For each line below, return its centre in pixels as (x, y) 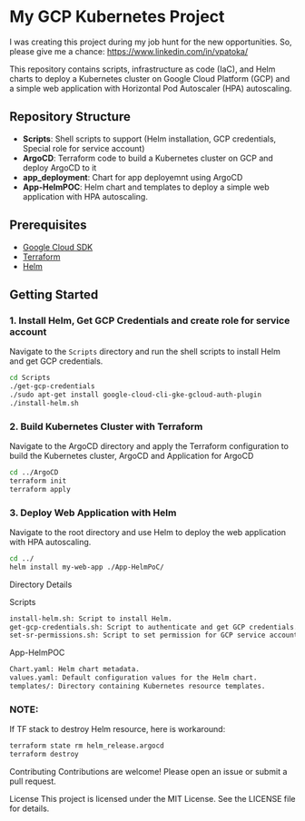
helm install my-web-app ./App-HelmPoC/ (87, 567)
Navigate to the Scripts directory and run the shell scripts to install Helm (145, 352)
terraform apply (40, 489)
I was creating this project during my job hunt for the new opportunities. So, (151, 42)
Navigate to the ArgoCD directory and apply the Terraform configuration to (149, 446)
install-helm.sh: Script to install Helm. (91, 619)
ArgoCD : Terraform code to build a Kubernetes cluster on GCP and (148, 158)
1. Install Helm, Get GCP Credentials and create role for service (150, 320)
